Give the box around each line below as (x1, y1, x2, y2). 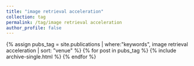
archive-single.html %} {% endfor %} (6, 53, 96, 60)
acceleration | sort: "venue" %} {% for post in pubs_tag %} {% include (6, 47, 176, 54)
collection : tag (6, 14, 46, 20)
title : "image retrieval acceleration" (6, 8, 104, 15)
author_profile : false (6, 25, 62, 31)
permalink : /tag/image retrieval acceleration (6, 19, 122, 25)
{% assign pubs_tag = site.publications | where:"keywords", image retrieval (6, 41, 188, 48)
